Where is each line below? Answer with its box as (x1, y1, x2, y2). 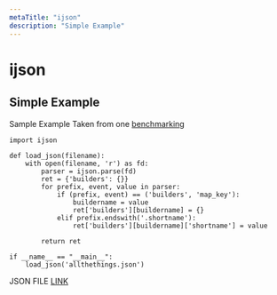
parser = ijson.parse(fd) (41, 166, 138, 176)
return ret (41, 236, 82, 245)
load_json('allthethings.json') (25, 259, 145, 269)
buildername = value (72, 197, 149, 207)
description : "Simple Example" (9, 21, 125, 30)
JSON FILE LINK (9, 275, 69, 286)
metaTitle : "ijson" (9, 12, 82, 22)
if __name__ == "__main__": (9, 252, 114, 261)
